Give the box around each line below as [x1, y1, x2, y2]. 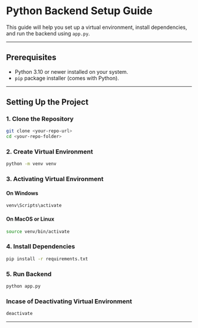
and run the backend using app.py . [6, 29, 90, 37]
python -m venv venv [6, 161, 57, 167]
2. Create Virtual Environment [6, 147, 93, 156]
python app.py [6, 283, 41, 289]
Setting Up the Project [6, 97, 89, 107]
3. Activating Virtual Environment [6, 175, 104, 183]
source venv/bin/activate [6, 228, 70, 234]
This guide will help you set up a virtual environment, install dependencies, [6, 24, 187, 31]
